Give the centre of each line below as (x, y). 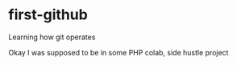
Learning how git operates (52, 37)
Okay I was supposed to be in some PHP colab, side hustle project (118, 52)
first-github (48, 15)
